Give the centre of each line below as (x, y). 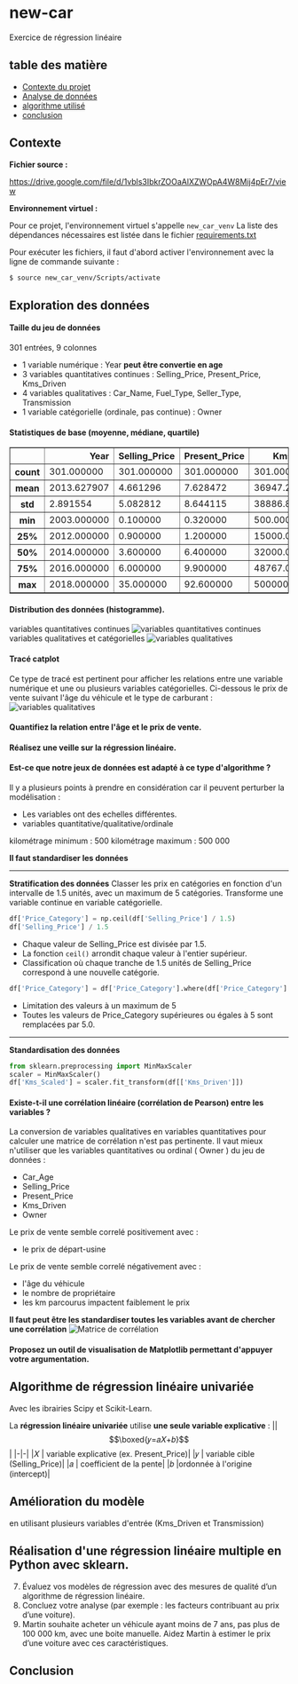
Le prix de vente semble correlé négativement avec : (105, 1267)
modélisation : (35, 797)
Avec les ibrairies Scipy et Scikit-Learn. (81, 1408)
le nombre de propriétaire (69, 1293)
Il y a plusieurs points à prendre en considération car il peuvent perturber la (147, 787)
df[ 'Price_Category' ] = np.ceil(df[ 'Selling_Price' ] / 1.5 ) (123, 919)
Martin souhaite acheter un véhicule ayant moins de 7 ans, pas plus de (151, 1624)
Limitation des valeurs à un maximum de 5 (99, 1005)
